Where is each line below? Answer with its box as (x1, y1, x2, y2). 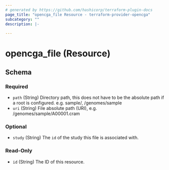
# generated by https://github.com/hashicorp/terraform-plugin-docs (5, 7, 153, 13)
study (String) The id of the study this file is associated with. (12, 135, 139, 141)
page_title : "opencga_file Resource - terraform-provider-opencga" (5, 12, 151, 17)
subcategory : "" (5, 17, 39, 22)
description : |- (5, 21, 39, 27)
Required (5, 83, 28, 90)
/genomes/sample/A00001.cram (12, 110, 80, 117)
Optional (5, 123, 27, 130)
